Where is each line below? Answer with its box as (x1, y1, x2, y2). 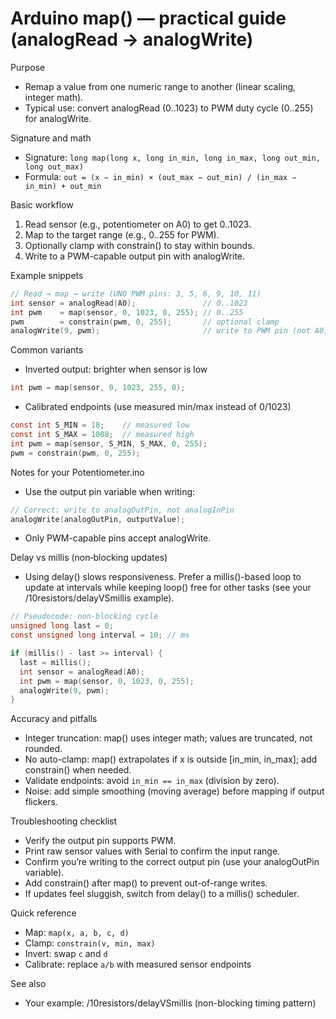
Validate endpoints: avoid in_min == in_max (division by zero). (24, 775, 280, 787)
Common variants (10, 344, 84, 356)
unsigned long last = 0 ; (10, 621, 114, 631)
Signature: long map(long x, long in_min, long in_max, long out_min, (24, 151, 321, 163)
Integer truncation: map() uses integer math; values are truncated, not (24, 732, 313, 744)
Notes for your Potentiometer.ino (10, 466, 145, 478)
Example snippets (10, 269, 84, 281)
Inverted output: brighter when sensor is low (24, 363, 208, 376)
